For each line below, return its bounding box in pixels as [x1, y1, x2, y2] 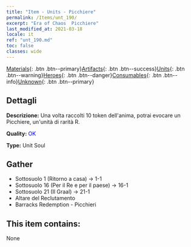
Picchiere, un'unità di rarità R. [6, 118, 80, 125]
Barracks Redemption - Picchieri [15, 201, 96, 208]
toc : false [6, 43, 34, 49]
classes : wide [6, 49, 42, 55]
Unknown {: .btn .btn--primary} [18, 78, 95, 85]
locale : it [6, 32, 34, 38]
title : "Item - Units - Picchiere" [6, 8, 96, 15]
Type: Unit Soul [6, 141, 45, 149]
